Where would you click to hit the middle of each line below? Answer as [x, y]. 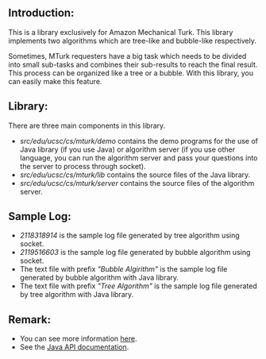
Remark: [30, 320]
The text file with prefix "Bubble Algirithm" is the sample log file [123, 269]
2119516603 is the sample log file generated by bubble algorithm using [135, 253]
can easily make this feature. [55, 81]
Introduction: [41, 13]
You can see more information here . [78, 339]
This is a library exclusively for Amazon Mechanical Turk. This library [121, 32]
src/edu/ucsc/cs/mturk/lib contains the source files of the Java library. [135, 175]
